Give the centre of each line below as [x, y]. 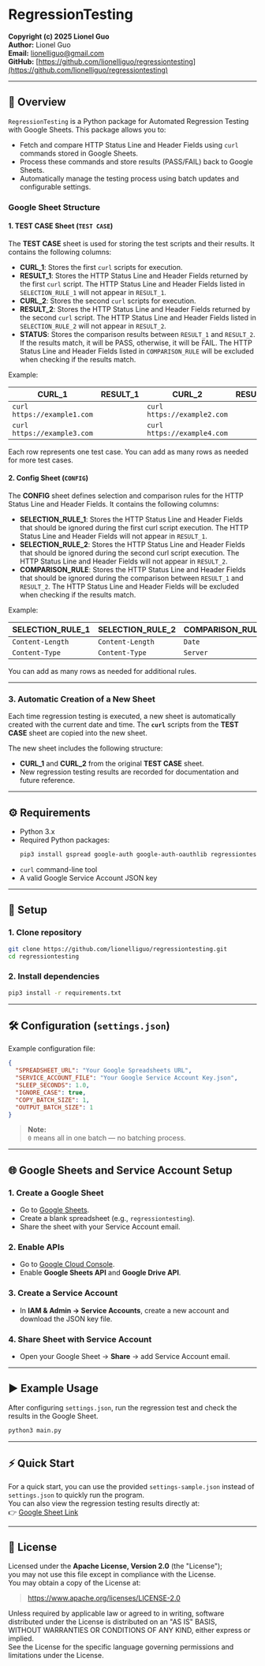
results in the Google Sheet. [53, 1416]
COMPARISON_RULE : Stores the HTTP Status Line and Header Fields [132, 570]
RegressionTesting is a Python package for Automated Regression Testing [129, 121]
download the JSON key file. [66, 1319]
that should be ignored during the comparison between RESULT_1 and [131, 578]
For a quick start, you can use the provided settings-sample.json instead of [131, 1486]
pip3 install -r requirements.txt [65, 993]
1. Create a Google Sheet [56, 1192]
